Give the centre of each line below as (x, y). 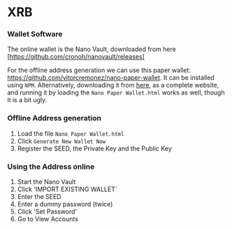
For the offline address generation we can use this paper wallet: (99, 70)
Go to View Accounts (48, 219)
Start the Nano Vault (46, 182)
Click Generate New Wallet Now (61, 141)
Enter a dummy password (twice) (65, 204)
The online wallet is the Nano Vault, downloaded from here (92, 49)
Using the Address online (51, 167)
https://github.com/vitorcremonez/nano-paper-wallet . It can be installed (111, 78)
